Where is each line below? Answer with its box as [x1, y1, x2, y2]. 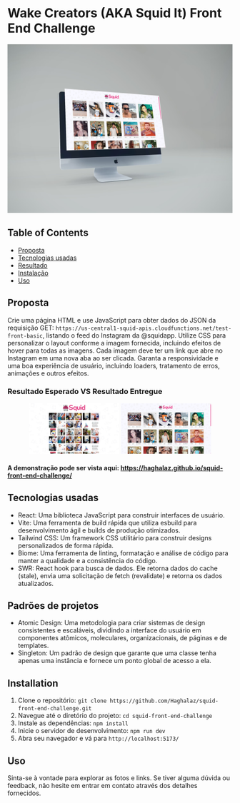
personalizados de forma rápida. [17, 541, 114, 550]
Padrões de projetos [7, 600, 99, 612]
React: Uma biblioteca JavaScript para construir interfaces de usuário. [17, 510, 225, 519]
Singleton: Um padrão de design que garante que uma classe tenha [17, 649, 216, 657]
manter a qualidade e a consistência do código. [17, 556, 158, 565]
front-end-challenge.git [17, 705, 92, 712]
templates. [17, 641, 49, 650]
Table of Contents [7, 227, 89, 239]
